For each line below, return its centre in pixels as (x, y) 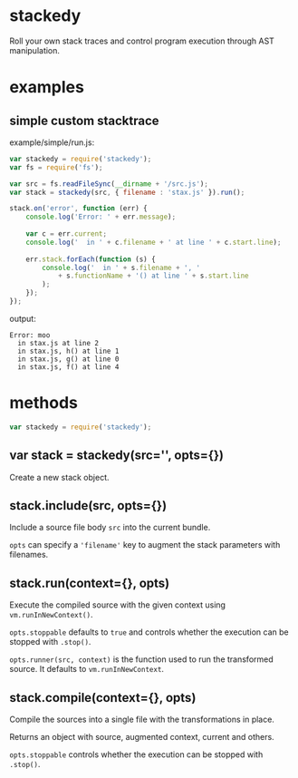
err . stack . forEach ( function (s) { (91, 259)
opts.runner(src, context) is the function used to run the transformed (141, 659)
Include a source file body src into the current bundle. (110, 528)
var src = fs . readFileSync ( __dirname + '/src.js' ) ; (109, 184)
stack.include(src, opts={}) (88, 506)
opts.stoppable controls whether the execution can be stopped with (136, 754)
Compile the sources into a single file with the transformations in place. (142, 719)
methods (44, 403)
